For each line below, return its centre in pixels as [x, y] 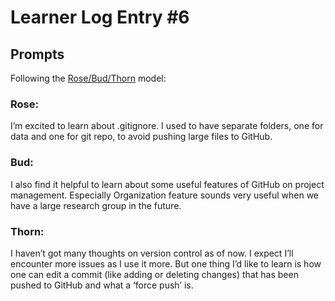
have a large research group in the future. [96, 205]
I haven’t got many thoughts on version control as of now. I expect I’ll [152, 253]
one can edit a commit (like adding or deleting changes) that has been [154, 274]
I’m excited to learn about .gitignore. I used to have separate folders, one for [167, 126]
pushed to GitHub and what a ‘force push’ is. [102, 285]
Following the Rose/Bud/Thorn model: [88, 78]
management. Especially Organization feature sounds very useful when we [165, 195]
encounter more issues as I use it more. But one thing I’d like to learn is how [166, 263]
